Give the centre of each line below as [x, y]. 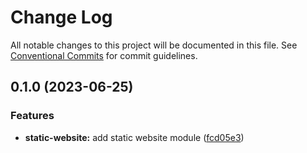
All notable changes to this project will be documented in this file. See [154, 45]
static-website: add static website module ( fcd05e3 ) [134, 137]
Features [32, 116]
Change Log [61, 17]
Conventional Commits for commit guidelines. [104, 55]
